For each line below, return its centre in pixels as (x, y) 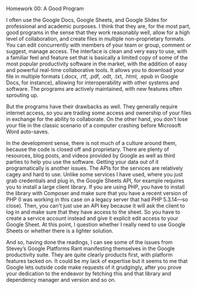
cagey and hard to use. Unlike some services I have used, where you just (95, 174)
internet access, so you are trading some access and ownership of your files (99, 113)
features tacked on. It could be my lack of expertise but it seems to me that (97, 261)
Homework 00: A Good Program (45, 9)
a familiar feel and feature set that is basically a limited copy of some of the (97, 58)
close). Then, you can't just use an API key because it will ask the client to (96, 206)
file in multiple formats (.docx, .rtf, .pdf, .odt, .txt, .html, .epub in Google (92, 76)
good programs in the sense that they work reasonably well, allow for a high (98, 32)
